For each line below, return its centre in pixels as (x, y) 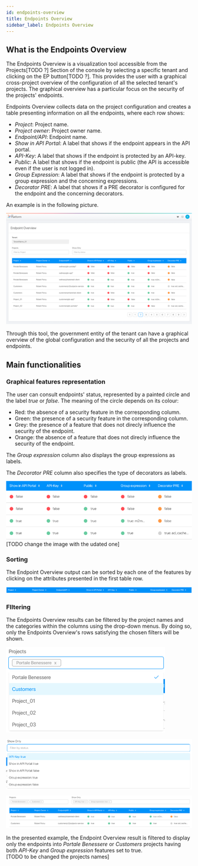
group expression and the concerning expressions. (76, 181)
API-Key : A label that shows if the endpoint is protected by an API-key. (100, 156)
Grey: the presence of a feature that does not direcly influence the (95, 425)
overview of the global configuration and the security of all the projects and (98, 340)
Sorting (17, 559)
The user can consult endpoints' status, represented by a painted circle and (98, 395)
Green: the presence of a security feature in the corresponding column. (101, 419)
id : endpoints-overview (35, 12)
